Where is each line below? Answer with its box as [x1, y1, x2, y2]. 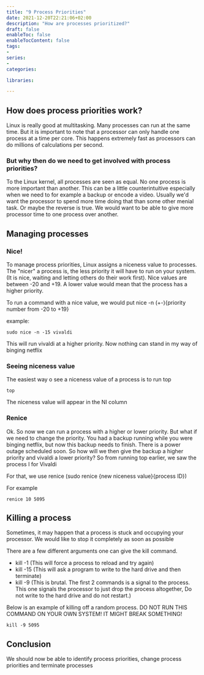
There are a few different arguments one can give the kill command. [6, 547, 178, 555]
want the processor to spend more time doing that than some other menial [6, 198, 194, 205]
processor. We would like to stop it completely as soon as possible [6, 536, 175, 543]
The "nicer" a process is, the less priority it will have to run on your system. [6, 268, 196, 275]
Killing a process [6, 513, 72, 523]
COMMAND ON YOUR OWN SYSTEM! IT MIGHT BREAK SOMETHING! [6, 611, 183, 618]
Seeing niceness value [6, 362, 75, 370]
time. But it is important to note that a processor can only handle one [6, 128, 179, 136]
